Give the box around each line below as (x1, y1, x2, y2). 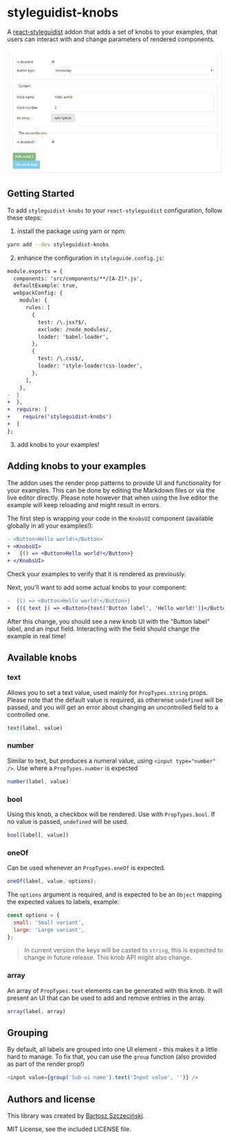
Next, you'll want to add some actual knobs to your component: (7, 583, 187, 591)
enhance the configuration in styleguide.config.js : (16, 253, 164, 262)
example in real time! (7, 631, 67, 640)
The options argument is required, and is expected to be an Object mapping (7, 890, 222, 898)
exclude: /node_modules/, (37, 326, 112, 333)
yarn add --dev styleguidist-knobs (7, 241, 109, 248)
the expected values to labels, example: (7, 897, 120, 905)
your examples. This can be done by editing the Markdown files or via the (7, 486, 215, 494)
